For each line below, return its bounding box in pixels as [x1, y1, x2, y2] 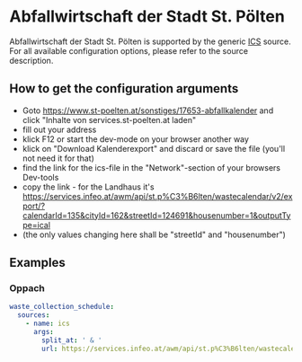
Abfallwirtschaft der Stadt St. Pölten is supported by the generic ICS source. [9, 36, 292, 47]
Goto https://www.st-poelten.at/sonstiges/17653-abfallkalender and [22, 105, 274, 116]
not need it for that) [22, 153, 94, 163]
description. [9, 55, 54, 66]
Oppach [9, 282, 45, 295]
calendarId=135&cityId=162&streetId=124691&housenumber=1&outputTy [22, 209, 291, 221]
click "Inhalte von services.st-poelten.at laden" [22, 114, 197, 125]
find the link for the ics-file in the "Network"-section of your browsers [22, 162, 281, 172]
